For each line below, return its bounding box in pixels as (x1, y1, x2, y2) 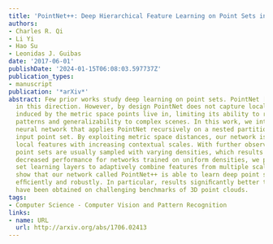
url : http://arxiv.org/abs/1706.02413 (15, 224, 148, 232)
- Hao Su (8, 42, 38, 50)
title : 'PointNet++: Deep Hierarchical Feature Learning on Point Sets (8, 11, 256, 20)
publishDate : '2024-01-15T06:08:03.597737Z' (8, 65, 162, 73)
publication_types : (8, 72, 75, 81)
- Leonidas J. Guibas (8, 50, 82, 58)
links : (8, 208, 31, 216)
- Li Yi (8, 34, 35, 43)
